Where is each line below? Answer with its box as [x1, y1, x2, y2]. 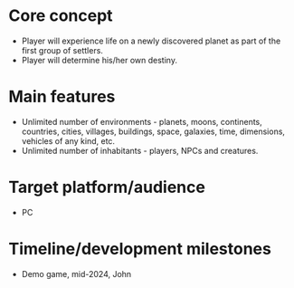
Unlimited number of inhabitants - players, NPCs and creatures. [21, 145, 259, 156]
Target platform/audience [8, 178, 205, 197]
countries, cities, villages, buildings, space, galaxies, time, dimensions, [21, 126, 286, 137]
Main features [8, 87, 116, 107]
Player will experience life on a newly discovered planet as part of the [21, 35, 281, 46]
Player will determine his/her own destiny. [21, 54, 178, 65]
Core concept [8, 5, 114, 26]
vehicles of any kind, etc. [21, 135, 115, 146]
